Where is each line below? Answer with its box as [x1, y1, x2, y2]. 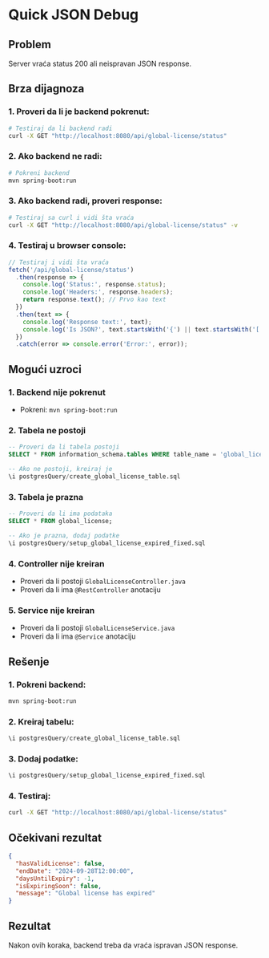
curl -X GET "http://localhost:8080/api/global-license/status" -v [8, 221, 239, 229]
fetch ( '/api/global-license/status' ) [8, 266, 134, 274]
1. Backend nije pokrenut [8, 387, 106, 398]
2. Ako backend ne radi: [8, 151, 102, 162]
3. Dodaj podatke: [8, 753, 78, 764]
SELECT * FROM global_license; [8, 517, 113, 525]
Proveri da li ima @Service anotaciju [19, 631, 136, 641]
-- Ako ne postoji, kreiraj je [8, 465, 113, 473]
